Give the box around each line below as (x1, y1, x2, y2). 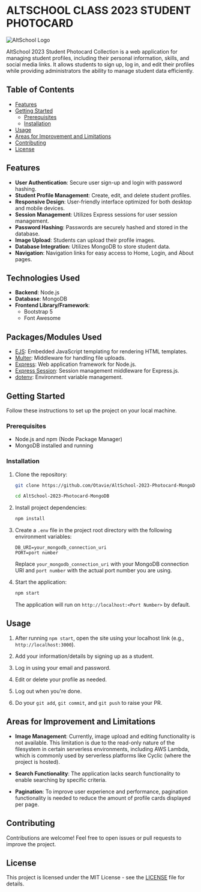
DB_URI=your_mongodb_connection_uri (14, 545, 107, 551)
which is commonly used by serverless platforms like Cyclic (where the (14, 752, 191, 759)
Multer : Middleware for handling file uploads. (14, 355, 126, 362)
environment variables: (14, 533, 72, 540)
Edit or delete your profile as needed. (14, 675, 107, 683)
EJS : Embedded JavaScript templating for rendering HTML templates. (14, 348, 188, 355)
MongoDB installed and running (14, 442, 94, 449)
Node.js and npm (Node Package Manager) (14, 436, 123, 443)
